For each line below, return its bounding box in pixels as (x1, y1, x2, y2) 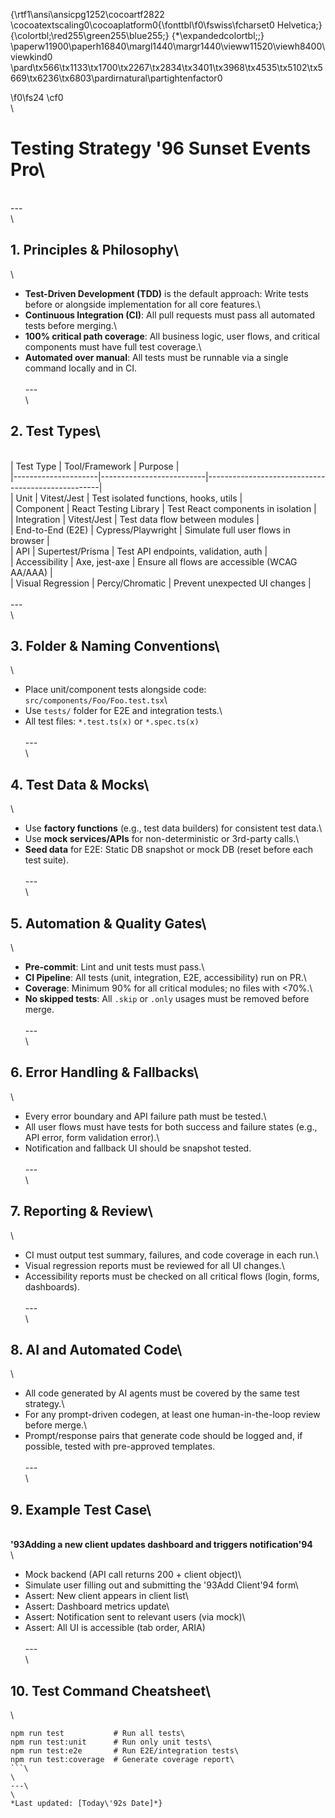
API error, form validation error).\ (24, 1131, 160, 1143)
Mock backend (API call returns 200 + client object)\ (24, 1569, 242, 1581)
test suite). (24, 854, 69, 866)
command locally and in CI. (24, 362, 138, 374)
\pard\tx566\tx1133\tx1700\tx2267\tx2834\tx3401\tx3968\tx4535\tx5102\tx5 (10, 62, 323, 73)
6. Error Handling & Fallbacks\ (10, 1064, 199, 1081)
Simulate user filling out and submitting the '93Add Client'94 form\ (24, 1579, 299, 1591)
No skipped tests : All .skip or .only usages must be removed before (24, 993, 310, 1004)
